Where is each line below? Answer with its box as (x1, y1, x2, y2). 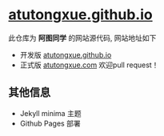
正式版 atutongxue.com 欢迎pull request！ (19, 60, 159, 70)
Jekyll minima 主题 (19, 108, 82, 118)
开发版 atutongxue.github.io (19, 50, 112, 59)
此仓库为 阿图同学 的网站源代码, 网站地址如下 (8, 33, 157, 42)
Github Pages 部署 (19, 118, 82, 128)
